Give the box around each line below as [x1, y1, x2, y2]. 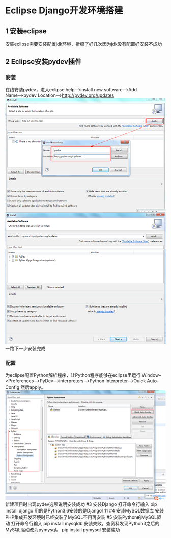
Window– [141, 372, 161, 378]
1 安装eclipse [5, 27, 47, 35]
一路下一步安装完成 [5, 345, 46, 352]
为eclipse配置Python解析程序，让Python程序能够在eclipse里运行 [5, 372, 141, 378]
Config [5, 383, 20, 390]
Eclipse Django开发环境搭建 [5, 5, 123, 16]
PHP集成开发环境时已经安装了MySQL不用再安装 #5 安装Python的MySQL [5, 514, 157, 520]
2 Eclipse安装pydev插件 [5, 57, 82, 66]
